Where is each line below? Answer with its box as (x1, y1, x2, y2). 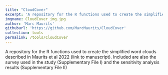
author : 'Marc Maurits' (5, 21, 55, 26)
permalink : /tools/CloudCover (5, 35, 68, 40)
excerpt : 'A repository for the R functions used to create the (5, 12, 142, 17)
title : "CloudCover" (5, 7, 48, 12)
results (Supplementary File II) (5, 64, 67, 70)
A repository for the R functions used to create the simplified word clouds (5, 48, 156, 55)
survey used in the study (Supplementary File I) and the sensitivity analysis (5, 59, 160, 65)
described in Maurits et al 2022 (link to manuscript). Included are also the (5, 54, 156, 60)
